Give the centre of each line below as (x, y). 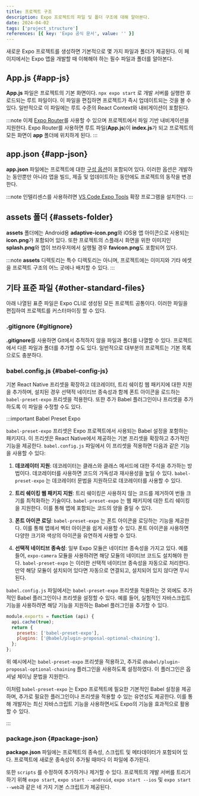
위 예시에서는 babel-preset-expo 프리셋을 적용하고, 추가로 (74, 662)
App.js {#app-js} (38, 78)
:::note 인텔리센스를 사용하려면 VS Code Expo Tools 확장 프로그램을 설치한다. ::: (99, 196)
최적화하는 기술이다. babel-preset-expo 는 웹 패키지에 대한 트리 (100, 500)
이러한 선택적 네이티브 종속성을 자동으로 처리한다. (133, 563)
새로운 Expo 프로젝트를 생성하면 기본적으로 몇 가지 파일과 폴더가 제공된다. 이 (94, 52)
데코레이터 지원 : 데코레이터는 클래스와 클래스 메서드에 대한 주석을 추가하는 (100, 465)
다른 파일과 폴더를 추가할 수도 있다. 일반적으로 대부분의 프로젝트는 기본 (99, 347)
